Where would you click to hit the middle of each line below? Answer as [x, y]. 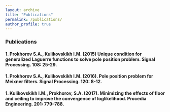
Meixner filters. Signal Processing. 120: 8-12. [54, 82]
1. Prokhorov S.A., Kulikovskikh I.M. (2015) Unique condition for [74, 54]
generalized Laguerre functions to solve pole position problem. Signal [80, 59]
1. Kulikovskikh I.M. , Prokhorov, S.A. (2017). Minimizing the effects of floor [85, 93]
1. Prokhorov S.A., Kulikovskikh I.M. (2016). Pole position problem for [79, 76]
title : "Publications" [29, 15]
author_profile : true [28, 24]
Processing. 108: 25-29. [31, 64]
